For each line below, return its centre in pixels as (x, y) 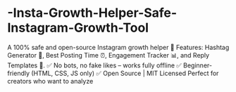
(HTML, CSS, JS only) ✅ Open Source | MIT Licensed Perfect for (125, 73)
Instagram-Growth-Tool (78, 28)
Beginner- (198, 65)
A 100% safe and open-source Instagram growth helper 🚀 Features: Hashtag (118, 47)
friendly (19, 73)
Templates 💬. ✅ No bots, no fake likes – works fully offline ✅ (94, 65)
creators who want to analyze (50, 81)
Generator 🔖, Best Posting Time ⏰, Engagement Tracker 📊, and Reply (108, 55)
